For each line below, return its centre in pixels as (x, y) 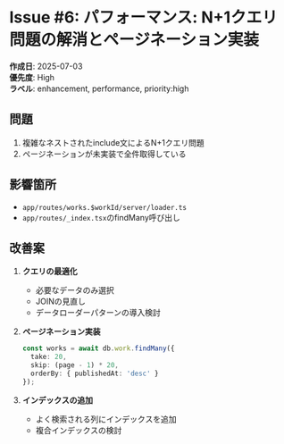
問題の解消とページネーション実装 (134, 40)
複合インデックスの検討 (79, 430)
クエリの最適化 (50, 272)
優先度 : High (32, 77)
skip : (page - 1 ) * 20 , (75, 365)
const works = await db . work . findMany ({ (98, 348)
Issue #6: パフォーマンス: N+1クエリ (144, 17)
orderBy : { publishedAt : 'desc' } (95, 373)
